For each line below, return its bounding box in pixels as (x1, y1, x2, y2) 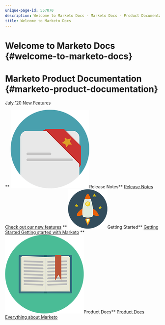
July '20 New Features (5, 100, 51, 106)
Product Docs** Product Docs (83, 309, 145, 315)
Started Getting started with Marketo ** (5, 229, 85, 235)
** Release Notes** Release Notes (5, 183, 153, 189)
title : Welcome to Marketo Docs (5, 18, 71, 23)
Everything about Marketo (5, 314, 58, 320)
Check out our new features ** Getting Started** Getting (5, 224, 159, 230)
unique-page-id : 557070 (5, 8, 54, 13)
